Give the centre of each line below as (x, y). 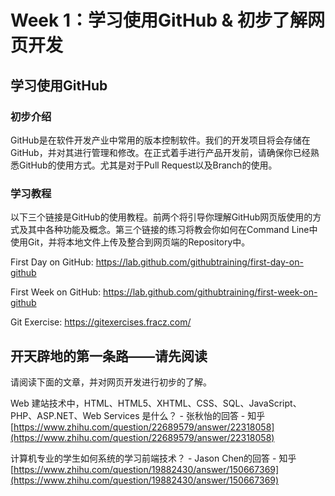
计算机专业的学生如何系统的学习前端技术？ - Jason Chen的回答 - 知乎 (153, 458)
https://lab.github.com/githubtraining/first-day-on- (199, 262)
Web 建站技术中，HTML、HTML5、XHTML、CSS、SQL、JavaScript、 (156, 403)
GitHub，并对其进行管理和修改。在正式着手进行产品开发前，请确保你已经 (160, 152)
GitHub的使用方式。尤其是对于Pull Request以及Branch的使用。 (148, 165)
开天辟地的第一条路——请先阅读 (109, 356)
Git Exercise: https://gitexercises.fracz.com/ (101, 322)
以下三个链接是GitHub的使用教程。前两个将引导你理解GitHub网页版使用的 (161, 217)
